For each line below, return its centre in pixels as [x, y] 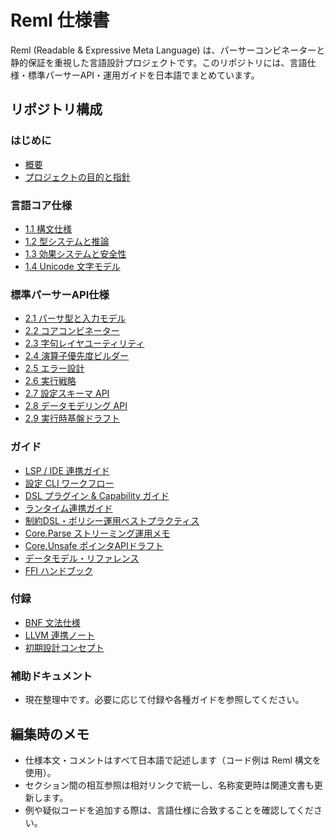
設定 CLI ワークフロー [69, 483]
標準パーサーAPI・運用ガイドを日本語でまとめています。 [143, 75]
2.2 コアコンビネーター [72, 331]
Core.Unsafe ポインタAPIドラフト [94, 545]
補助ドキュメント [51, 676]
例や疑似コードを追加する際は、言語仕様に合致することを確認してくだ [169, 810]
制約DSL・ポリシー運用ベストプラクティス [112, 520]
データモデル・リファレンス [82, 558]
